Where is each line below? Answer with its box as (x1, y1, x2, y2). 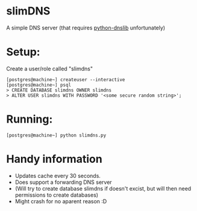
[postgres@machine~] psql (6, 82, 71, 88)
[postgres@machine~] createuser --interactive (6, 76, 125, 82)
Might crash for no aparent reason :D (14, 197, 107, 205)
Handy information (6, 152, 102, 166)
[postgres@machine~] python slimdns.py (6, 132, 107, 138)
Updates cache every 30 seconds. (14, 172, 101, 179)
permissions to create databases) (14, 191, 98, 198)
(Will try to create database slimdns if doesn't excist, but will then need (14, 185, 192, 192)
